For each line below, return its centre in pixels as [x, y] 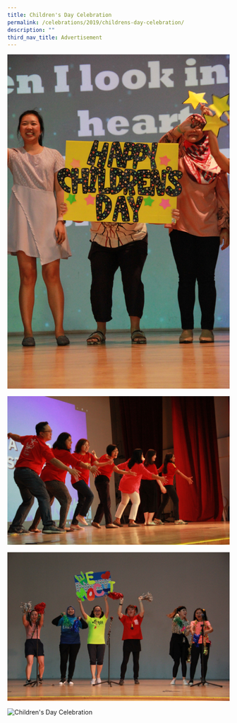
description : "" [31, 30]
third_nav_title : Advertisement [55, 37]
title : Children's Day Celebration [60, 15]
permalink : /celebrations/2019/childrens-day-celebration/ [96, 22]
